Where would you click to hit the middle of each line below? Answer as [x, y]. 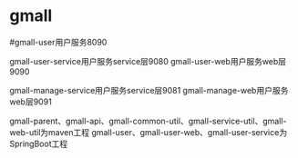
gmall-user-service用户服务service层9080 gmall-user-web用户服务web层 [148, 61]
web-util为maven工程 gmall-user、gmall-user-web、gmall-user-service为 [149, 132]
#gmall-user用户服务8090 [58, 42]
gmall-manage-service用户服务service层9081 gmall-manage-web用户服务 [149, 90]
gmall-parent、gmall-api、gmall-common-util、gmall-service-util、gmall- [148, 121]
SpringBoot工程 [39, 143]
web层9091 [31, 102]
